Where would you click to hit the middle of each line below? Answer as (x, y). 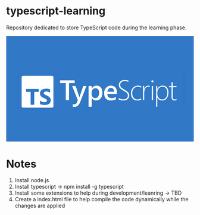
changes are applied (40, 206)
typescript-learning (56, 11)
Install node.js (32, 180)
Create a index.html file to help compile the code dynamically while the (101, 199)
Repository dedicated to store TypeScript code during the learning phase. (96, 27)
